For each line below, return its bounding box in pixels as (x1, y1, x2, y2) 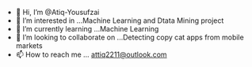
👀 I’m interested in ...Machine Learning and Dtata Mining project (15, 16, 224, 25)
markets (15, 41, 43, 50)
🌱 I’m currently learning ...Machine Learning (15, 24, 159, 33)
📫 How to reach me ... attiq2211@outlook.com (15, 50, 168, 59)
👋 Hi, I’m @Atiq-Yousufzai (15, 8, 100, 17)
